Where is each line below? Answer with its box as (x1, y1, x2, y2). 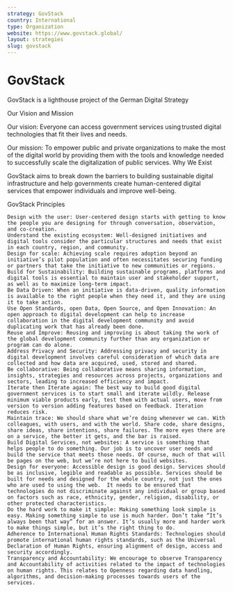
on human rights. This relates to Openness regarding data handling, (7, 567, 214, 574)
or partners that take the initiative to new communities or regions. (7, 262, 216, 269)
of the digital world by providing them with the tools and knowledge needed (7, 150, 224, 159)
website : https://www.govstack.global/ (7, 29, 123, 37)
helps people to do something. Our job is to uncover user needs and (7, 445, 214, 452)
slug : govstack (7, 42, 51, 49)
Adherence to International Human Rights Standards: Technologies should (7, 530, 226, 537)
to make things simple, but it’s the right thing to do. (7, 524, 176, 531)
